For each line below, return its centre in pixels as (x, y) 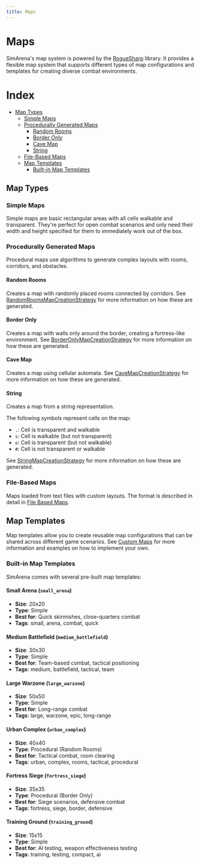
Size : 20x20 (30, 604)
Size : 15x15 (29, 835)
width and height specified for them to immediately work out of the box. (95, 231)
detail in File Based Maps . (38, 502)
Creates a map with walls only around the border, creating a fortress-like (96, 333)
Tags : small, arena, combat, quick (57, 623)
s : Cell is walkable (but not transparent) (63, 436)
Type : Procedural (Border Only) (54, 795)
